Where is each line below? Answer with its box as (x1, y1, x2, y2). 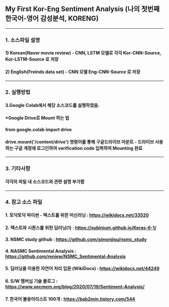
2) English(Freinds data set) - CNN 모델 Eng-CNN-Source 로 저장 (5, 69, 141, 75)
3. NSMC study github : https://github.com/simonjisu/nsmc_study (5, 236, 147, 242)
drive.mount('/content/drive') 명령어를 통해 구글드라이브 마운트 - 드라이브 (5, 138, 154, 145)
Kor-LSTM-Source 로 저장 (5, 56, 59, 62)
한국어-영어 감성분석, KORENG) (5, 14, 99, 23)
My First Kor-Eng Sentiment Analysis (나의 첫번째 (5, 5, 160, 14)
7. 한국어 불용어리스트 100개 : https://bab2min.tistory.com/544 (5, 296, 135, 302)
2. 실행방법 (5, 89, 31, 96)
